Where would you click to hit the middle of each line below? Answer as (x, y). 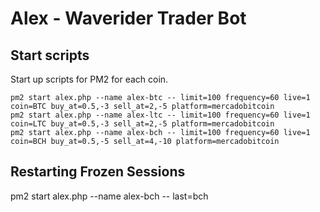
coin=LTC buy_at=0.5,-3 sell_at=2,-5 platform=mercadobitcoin (142, 124)
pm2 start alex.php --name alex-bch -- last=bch (109, 196)
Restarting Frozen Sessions (98, 172)
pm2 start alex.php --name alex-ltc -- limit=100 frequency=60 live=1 (160, 115)
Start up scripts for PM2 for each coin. (89, 79)
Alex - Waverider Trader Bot (128, 18)
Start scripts (50, 55)
